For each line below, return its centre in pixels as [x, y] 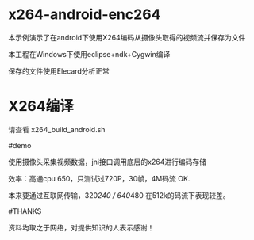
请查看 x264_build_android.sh [57, 129]
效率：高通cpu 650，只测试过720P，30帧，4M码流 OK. [99, 178]
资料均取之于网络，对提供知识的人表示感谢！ [81, 227]
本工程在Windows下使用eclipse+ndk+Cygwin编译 [89, 54]
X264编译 [41, 107]
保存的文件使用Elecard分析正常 [59, 71]
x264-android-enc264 [85, 15]
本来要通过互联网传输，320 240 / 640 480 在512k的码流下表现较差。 [119, 195]
